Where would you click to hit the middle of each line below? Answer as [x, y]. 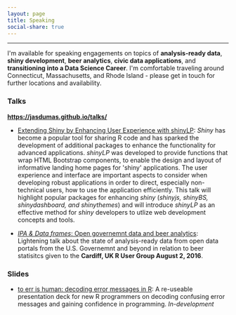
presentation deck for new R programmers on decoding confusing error [121, 296]
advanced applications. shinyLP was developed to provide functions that [123, 152]
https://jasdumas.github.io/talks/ [57, 116]
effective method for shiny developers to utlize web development [111, 212]
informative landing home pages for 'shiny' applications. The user [112, 167]
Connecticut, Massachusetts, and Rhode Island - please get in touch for [111, 76]
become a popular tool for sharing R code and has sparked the [108, 138]
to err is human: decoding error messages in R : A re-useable [105, 289]
